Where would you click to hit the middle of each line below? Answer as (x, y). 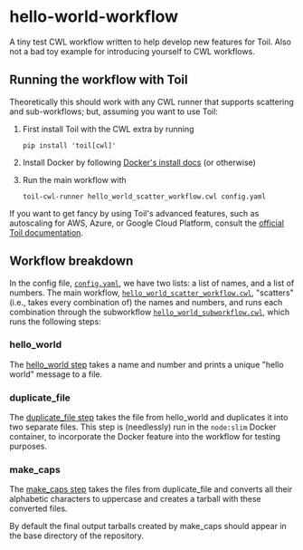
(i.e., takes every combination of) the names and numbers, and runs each (146, 302)
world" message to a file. (56, 374)
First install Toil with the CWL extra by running (108, 129)
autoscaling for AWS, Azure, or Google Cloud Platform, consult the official (147, 223)
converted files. (38, 508)
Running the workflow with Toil (99, 80)
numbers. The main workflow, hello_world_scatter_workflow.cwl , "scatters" (151, 293)
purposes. (28, 447)
